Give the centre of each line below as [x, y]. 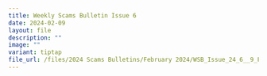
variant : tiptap [35, 52]
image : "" [25, 45]
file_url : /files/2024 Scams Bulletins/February [90, 60]
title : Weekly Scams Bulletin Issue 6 [72, 15]
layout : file [30, 30]
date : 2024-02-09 [37, 23]
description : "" [35, 38]
